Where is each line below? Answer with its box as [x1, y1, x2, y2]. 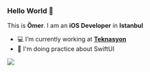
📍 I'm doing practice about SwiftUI [17, 45, 115, 53]
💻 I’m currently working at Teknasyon [17, 35, 127, 43]
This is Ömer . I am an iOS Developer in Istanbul [7, 22, 143, 30]
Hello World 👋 [7, 6, 54, 16]
